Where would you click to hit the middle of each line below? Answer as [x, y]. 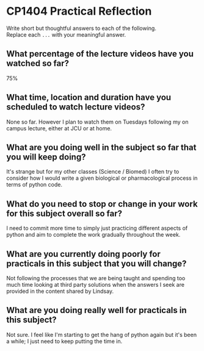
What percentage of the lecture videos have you [100, 54]
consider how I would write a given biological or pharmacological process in [102, 178]
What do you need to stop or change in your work [102, 204]
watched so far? [38, 63]
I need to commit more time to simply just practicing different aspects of [97, 228]
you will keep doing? [46, 157]
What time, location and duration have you [89, 98]
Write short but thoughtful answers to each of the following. [82, 28]
